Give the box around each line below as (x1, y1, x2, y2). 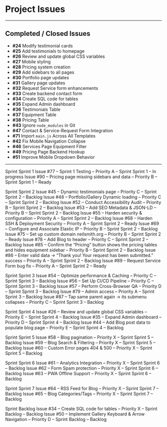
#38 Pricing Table (12, 117, 49, 123)
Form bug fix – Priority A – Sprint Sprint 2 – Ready (5, 263, 107, 269)
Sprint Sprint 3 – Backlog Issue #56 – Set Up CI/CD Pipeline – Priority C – (5, 278, 154, 284)
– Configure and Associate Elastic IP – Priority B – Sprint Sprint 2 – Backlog (5, 225, 158, 231)
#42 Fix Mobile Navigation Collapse (12, 138, 86, 144)
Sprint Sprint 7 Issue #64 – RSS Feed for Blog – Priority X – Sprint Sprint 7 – (5, 385, 159, 391)
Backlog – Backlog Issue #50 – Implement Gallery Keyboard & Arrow (5, 411, 145, 417)
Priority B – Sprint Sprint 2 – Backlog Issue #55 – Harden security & (5, 210, 143, 215)
